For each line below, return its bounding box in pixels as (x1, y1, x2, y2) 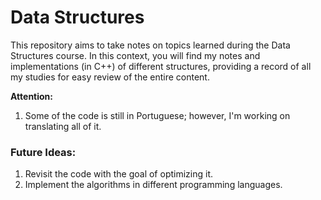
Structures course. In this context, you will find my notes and (10, 49, 261, 61)
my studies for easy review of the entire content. (10, 71, 210, 83)
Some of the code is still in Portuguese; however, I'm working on (24, 109, 291, 121)
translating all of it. (24, 120, 102, 132)
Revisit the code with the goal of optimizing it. (24, 168, 214, 180)
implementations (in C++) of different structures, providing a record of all (10, 60, 312, 72)
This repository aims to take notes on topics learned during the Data (10, 39, 291, 51)
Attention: (10, 90, 53, 102)
